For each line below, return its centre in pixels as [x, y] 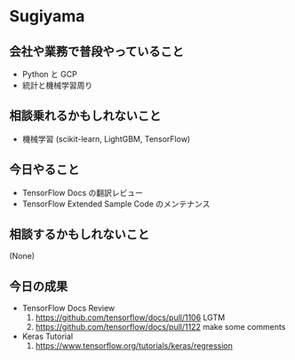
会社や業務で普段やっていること [96, 51]
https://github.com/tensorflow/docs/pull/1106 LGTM [130, 317]
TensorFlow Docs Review [68, 309]
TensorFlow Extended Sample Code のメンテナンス [116, 203]
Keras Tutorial [48, 337]
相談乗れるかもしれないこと [85, 116]
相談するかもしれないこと [79, 235]
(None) [22, 256]
